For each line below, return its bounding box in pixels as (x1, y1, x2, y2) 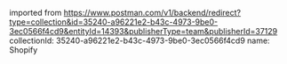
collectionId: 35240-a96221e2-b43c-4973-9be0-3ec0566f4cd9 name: (9, 35, 270, 46)
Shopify (9, 45, 38, 55)
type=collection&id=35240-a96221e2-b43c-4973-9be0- (9, 17, 219, 27)
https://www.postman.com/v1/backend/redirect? (63, 8, 242, 18)
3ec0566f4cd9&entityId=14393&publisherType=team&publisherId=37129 (9, 26, 278, 36)
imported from (9, 8, 62, 18)
